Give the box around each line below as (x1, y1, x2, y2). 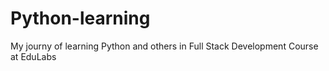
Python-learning (10, 7, 151, 30)
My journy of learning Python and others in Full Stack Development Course (10, 40, 319, 52)
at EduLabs (10, 50, 57, 62)
